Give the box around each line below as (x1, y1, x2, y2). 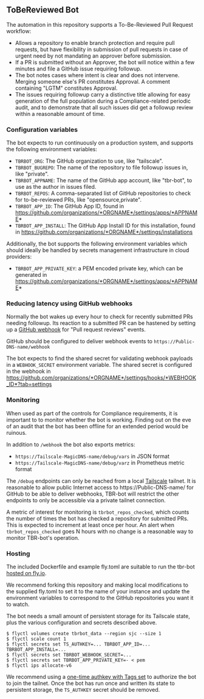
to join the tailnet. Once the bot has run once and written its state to (6, 680, 175, 687)
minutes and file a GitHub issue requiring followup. (15, 65, 142, 72)
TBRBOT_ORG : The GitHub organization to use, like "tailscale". (15, 157, 163, 165)
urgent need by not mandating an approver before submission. (15, 52, 172, 60)
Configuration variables (6, 125, 78, 134)
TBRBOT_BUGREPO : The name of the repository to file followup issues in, (15, 164, 188, 171)
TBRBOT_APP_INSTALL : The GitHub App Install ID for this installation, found (15, 222, 195, 230)
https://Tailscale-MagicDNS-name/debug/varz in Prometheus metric (15, 459, 185, 466)
